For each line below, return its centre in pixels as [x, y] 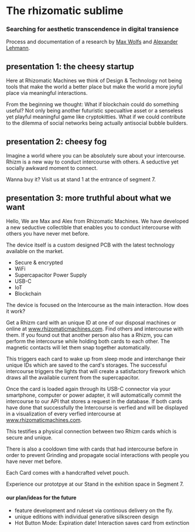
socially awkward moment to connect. [52, 168]
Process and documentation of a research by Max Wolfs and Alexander [92, 42]
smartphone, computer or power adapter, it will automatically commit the [94, 395]
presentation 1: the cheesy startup [70, 66]
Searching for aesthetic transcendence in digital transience [93, 29]
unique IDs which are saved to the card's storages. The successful [86, 365]
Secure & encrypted [39, 262]
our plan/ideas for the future [41, 497]
